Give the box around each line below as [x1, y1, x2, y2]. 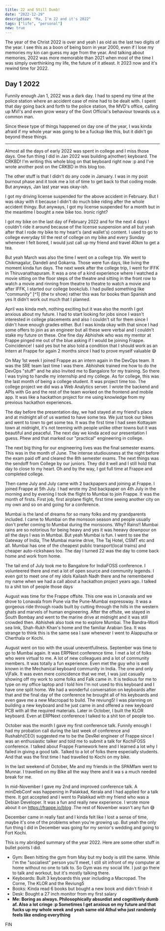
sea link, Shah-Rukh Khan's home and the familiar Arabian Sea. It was [5, 624, 146, 630]
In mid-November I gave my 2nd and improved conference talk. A [5, 783, 137, 789]
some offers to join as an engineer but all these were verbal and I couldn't [5, 327, 154, 333]
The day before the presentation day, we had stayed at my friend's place [5, 409, 152, 415]
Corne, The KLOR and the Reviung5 [12, 880, 84, 886]
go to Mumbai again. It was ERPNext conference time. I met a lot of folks [5, 650, 152, 656]
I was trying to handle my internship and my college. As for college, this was [5, 373, 160, 379]
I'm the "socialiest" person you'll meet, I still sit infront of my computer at [12, 859, 160, 865]
